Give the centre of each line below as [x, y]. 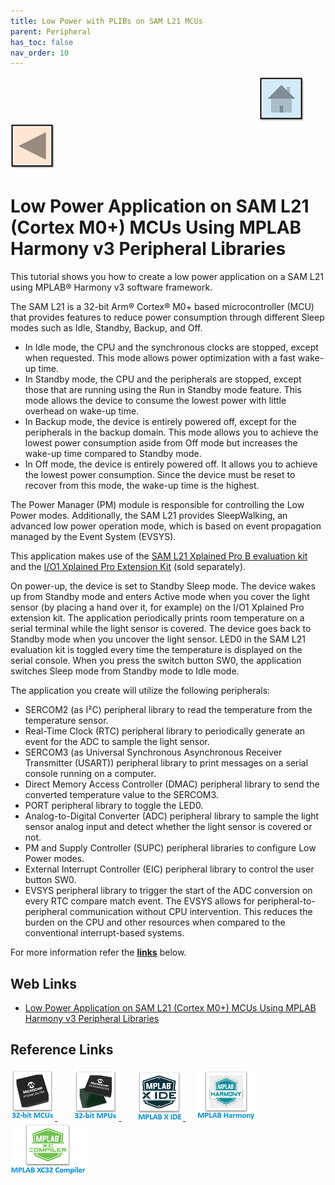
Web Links [44, 983]
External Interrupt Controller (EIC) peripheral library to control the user [169, 869]
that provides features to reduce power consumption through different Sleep [167, 317]
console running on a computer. [90, 774]
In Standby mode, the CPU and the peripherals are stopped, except [163, 379]
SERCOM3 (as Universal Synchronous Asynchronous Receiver [153, 752]
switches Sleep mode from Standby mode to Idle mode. [125, 671]
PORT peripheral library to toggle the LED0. [114, 806]
